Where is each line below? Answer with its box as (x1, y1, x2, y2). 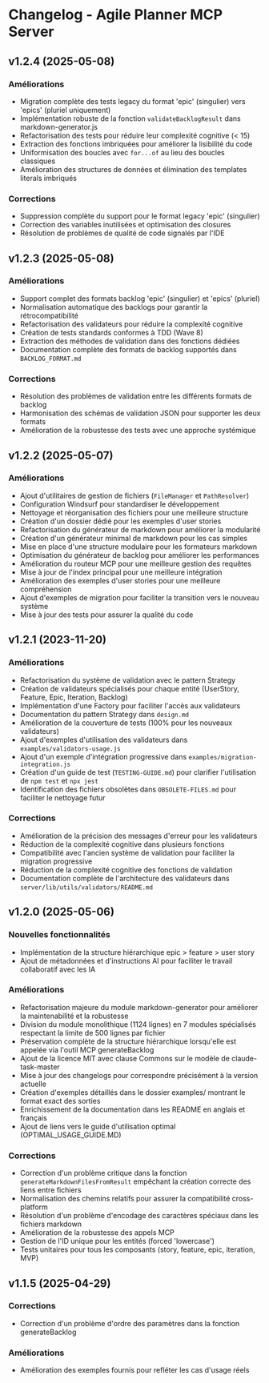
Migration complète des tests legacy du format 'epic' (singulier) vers (19, 96, 246, 106)
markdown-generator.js (19, 122, 98, 131)
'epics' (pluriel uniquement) (19, 105, 111, 114)
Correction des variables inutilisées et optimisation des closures (19, 220, 231, 230)
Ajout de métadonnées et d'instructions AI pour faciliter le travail (19, 956, 233, 965)
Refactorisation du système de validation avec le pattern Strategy (19, 675, 236, 685)
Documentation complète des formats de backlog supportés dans (19, 344, 238, 354)
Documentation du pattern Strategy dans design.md (19, 709, 190, 719)
